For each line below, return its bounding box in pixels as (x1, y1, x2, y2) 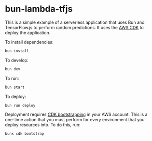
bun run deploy (5, 103, 36, 108)
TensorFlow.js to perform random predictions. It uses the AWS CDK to (5, 24, 144, 30)
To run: (5, 75, 19, 81)
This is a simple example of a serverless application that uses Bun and (5, 19, 145, 25)
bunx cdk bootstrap (5, 131, 44, 136)
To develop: (5, 57, 28, 63)
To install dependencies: (5, 39, 54, 45)
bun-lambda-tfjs (5, 3, 73, 15)
